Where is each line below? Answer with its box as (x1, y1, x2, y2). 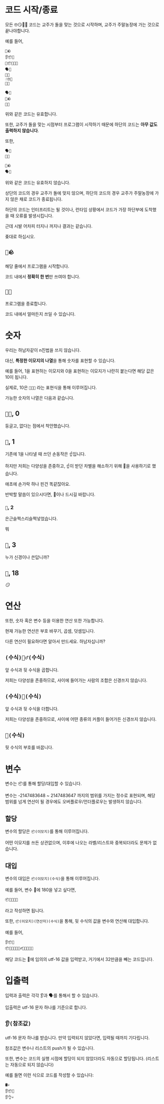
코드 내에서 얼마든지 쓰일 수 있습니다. (5, 311, 76, 317)
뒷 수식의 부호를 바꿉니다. (5, 744, 54, 750)
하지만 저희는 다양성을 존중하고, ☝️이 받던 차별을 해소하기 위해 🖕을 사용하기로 (5, 463, 151, 469)
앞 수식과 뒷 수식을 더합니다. (5, 706, 59, 711)
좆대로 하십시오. (5, 233, 36, 239)
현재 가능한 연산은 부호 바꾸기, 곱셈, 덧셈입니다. (5, 628, 95, 634)
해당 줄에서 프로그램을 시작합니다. (5, 263, 70, 269)
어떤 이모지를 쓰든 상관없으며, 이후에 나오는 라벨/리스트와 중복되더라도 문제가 (5, 840, 152, 846)
